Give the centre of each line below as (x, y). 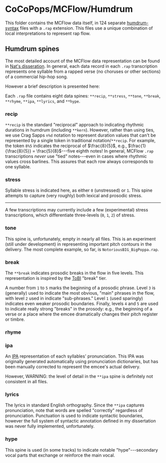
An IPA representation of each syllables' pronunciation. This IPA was (75, 356)
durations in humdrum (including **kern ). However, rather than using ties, (80, 130)
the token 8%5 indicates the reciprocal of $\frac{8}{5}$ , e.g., (66, 146)
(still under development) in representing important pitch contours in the (79, 244)
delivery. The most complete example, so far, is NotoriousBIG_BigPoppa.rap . (82, 249)
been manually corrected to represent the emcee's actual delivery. (73, 367)
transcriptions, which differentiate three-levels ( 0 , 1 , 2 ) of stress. (70, 215)
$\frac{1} (137, 146)
